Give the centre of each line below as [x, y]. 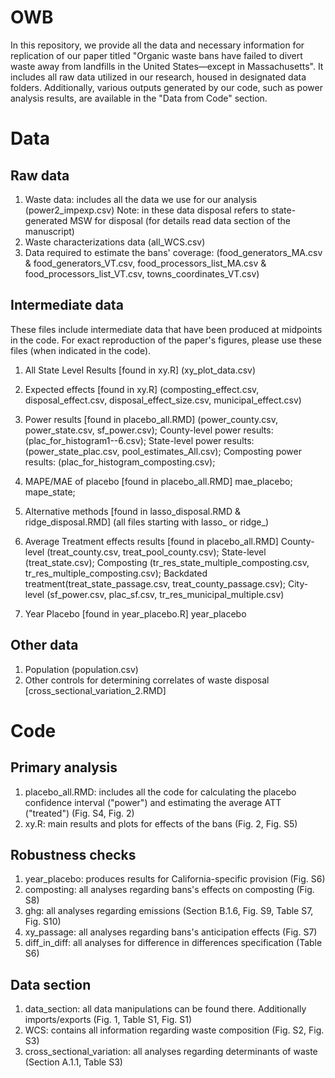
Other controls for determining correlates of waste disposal [147, 680]
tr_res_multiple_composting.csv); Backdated [116, 573]
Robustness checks [73, 854]
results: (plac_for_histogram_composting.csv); [120, 462]
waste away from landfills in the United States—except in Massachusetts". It [167, 66]
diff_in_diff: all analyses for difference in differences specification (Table [173, 943]
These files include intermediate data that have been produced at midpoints [166, 329]
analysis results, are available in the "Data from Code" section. [139, 98]
